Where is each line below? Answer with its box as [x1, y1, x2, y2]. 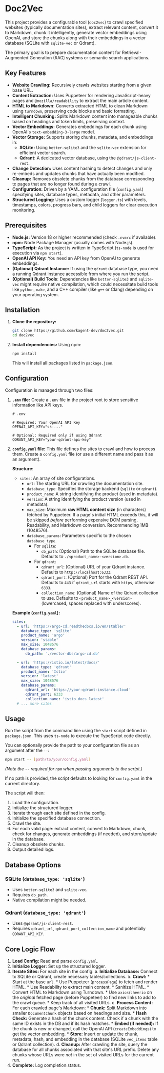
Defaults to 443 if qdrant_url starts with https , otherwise [41, 579, 155, 585]
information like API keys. [12, 402, 63, 408]
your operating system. [12, 291, 59, 297]
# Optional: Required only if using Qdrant [12, 433, 102, 438]
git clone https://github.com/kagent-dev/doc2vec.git [12, 328, 124, 333]
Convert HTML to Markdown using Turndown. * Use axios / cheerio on [12, 989, 152, 996]
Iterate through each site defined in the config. [12, 810, 106, 816]
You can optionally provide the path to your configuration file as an [5, 742, 139, 748]
